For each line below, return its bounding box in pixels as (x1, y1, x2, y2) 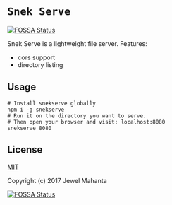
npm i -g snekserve (7, 106, 65, 113)
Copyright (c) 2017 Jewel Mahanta (7, 176, 107, 184)
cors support (17, 53, 56, 61)
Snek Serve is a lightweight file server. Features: (7, 39, 148, 47)
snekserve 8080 (7, 124, 52, 131)
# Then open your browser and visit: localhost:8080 (7, 118, 166, 125)
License (7, 143, 43, 156)
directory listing (17, 60, 63, 69)
